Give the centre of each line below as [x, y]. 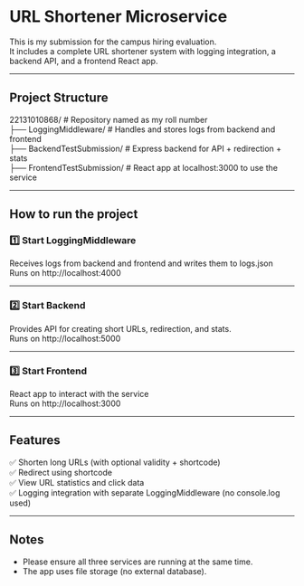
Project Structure [59, 98]
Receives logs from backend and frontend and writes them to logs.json [141, 263]
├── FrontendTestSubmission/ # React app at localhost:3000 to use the [144, 167]
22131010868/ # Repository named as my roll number [109, 119]
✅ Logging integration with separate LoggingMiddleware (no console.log [145, 492]
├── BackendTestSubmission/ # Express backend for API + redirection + [146, 148]
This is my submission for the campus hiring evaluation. [113, 42]
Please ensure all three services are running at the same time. [138, 562]
